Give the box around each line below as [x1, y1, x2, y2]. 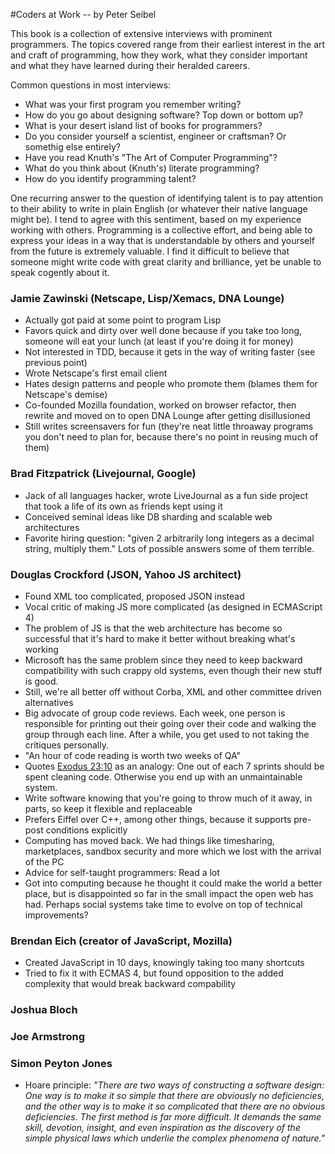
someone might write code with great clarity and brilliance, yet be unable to [10, 256, 322, 268]
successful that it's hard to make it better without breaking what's [24, 632, 296, 644]
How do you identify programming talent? [24, 173, 197, 184]
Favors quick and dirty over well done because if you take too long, [24, 325, 303, 337]
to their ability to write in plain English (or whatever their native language [10, 203, 308, 214]
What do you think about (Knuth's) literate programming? [24, 162, 260, 174]
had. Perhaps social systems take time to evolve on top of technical [24, 898, 303, 910]
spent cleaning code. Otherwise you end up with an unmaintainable [24, 770, 303, 783]
